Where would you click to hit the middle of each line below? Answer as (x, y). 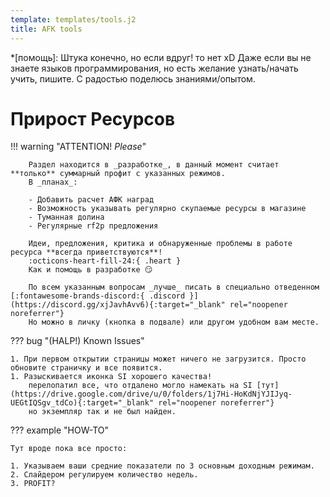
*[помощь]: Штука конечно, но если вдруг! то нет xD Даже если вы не (161, 57)
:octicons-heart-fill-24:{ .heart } (105, 261)
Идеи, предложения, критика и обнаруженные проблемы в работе (160, 244)
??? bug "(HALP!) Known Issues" (77, 341)
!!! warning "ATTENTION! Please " (78, 147)
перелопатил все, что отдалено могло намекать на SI (140, 386)
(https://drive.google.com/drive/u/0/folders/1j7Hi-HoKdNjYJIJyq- (151, 394)
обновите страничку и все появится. (86, 368)
